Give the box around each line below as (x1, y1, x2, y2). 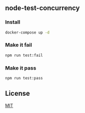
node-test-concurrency (5, 4, 80, 12)
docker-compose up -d (5, 30, 50, 35)
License (5, 89, 30, 98)
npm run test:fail (5, 53, 43, 58)
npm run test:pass (5, 76, 43, 81)
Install (5, 19, 21, 26)
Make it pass (5, 64, 37, 71)
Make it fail (5, 41, 32, 48)
